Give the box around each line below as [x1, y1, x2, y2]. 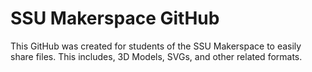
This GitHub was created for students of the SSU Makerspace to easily [10, 40, 302, 52]
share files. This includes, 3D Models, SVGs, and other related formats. [10, 50, 303, 62]
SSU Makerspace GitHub [10, 7, 220, 30]
